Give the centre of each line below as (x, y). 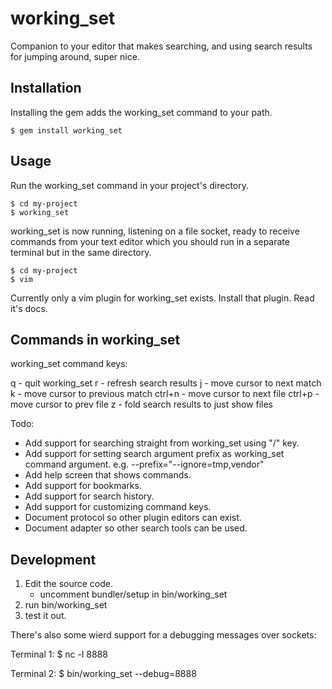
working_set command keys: (69, 364)
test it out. (45, 616)
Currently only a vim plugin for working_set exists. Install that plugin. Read (162, 298)
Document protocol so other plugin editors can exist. (133, 518)
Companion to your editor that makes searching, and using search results (161, 46)
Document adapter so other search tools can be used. (136, 528)
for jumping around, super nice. (75, 56)
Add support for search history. (89, 496)
